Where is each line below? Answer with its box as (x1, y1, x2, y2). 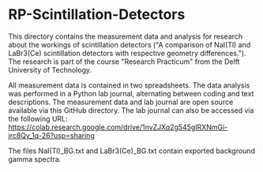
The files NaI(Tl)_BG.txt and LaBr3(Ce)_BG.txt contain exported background (8, 146, 255, 155)
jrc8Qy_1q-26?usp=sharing (8, 130, 95, 140)
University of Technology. (8, 65, 92, 74)
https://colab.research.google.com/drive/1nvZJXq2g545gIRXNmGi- (8, 122, 228, 132)
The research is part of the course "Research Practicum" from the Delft (8, 57, 240, 66)
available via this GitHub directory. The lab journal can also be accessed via (8, 105, 254, 115)
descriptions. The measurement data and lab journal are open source (8, 97, 234, 107)
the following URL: (8, 114, 69, 123)
